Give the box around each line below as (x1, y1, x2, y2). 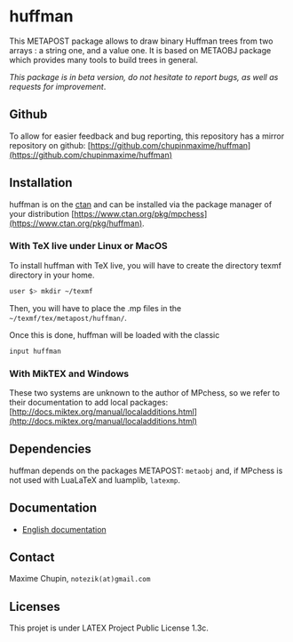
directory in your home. (9, 269, 95, 280)
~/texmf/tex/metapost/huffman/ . (9, 312, 127, 323)
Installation (9, 175, 73, 190)
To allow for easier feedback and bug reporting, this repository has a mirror (9, 131, 285, 141)
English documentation (21, 524, 107, 534)
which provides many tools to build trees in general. (9, 54, 198, 65)
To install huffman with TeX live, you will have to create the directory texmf (9, 260, 282, 270)
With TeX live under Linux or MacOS (9, 240, 169, 253)
